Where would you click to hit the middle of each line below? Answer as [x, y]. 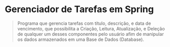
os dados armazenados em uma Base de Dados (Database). [81, 39]
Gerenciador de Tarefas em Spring [79, 9]
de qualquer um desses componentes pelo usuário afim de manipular [91, 34]
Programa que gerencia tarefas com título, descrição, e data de [84, 23]
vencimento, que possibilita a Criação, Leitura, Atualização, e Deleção [91, 28]
